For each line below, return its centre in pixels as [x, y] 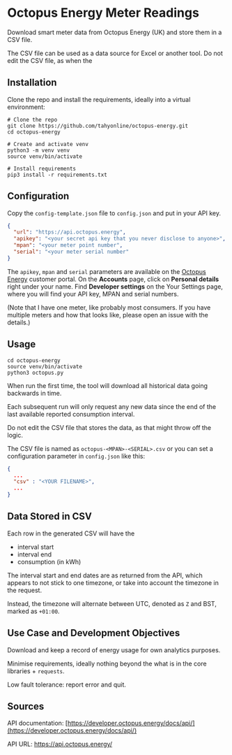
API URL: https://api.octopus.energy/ [60, 744]
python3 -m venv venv [39, 150]
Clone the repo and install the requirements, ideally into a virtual [99, 99]
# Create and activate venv [48, 144]
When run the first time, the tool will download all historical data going [107, 385]
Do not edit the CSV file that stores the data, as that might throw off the [109, 427]
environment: [26, 107]
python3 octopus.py [36, 373]
